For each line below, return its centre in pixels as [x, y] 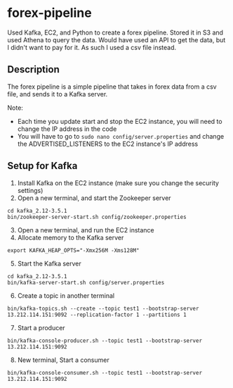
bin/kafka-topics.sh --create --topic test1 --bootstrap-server [103, 308]
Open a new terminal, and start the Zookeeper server [94, 198]
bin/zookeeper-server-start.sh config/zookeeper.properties [97, 217]
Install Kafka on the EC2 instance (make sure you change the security [118, 183]
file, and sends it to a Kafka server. [58, 94]
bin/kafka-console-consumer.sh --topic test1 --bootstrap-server [105, 373]
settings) [30, 190]
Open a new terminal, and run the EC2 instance [86, 230]
